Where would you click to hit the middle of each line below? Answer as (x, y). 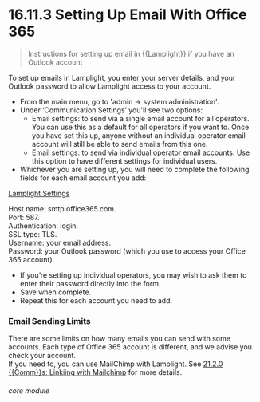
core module (29, 390)
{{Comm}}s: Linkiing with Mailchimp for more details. (95, 372)
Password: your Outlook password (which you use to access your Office (127, 251)
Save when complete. (55, 292)
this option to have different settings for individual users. (124, 160)
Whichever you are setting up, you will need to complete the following (134, 169)
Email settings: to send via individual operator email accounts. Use (141, 152)
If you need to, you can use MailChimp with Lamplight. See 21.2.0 (116, 364)
